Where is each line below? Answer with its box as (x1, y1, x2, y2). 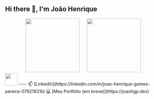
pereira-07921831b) (5, 88, 46, 94)
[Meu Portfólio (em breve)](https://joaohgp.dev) (51, 88, 150, 94)
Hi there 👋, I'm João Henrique (5, 5, 98, 13)
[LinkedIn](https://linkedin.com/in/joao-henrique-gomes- (34, 81, 150, 87)
